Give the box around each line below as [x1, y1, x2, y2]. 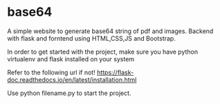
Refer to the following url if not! [7, 68, 95, 76]
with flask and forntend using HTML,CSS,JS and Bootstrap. [7, 34, 176, 42]
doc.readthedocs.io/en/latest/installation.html [7, 75, 137, 83]
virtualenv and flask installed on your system [7, 54, 135, 63]
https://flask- [96, 68, 134, 76]
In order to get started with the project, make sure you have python [7, 48, 199, 56]
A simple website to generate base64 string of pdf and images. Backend [7, 27, 214, 35]
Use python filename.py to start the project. [7, 89, 131, 97]
